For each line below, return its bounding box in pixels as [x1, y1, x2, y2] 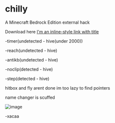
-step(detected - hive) [5, 76, 50, 81]
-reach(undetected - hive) [5, 47, 57, 53]
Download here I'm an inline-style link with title [5, 29, 99, 34]
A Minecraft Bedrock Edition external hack [5, 19, 90, 25]
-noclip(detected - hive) [5, 66, 53, 72]
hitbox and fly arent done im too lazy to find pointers [5, 85, 111, 91]
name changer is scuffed [5, 94, 55, 100]
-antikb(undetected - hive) [5, 57, 58, 62]
